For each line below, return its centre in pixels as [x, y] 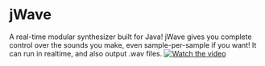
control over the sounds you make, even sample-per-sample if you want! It [133, 45]
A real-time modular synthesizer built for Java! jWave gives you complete [130, 37]
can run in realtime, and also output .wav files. [86, 53]
